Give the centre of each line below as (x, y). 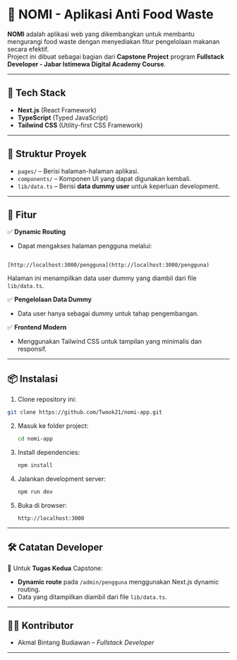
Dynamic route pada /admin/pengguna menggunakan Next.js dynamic (118, 581)
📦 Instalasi (33, 379)
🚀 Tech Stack (37, 93)
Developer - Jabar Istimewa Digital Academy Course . (87, 64)
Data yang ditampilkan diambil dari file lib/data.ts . (92, 596)
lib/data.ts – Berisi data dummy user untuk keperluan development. (119, 186)
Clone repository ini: (47, 400)
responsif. (32, 349)
